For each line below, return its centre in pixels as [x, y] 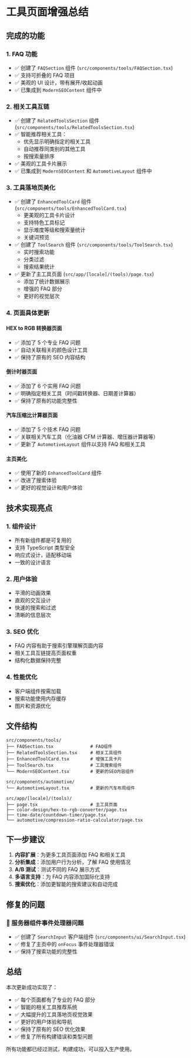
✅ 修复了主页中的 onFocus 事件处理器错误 [64, 944]
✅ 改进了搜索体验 [36, 480]
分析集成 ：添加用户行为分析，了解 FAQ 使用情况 [73, 862]
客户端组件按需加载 [38, 691]
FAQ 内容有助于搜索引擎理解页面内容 [59, 646]
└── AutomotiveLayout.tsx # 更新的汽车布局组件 [71, 788]
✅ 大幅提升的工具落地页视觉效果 [53, 1014]
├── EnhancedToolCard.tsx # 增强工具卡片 [64, 759]
